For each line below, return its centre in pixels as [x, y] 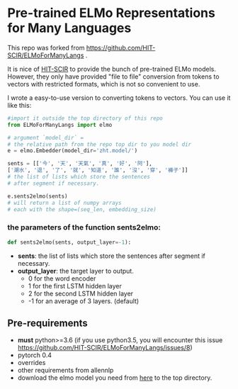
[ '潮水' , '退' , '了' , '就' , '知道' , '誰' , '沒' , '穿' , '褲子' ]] [98, 170]
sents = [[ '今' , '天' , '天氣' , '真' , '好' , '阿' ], [80, 164]
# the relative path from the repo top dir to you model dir [100, 144]
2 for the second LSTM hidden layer [80, 293]
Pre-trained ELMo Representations [112, 13]
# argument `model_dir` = [45, 137]
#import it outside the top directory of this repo [85, 118]
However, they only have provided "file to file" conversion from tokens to [113, 77]
